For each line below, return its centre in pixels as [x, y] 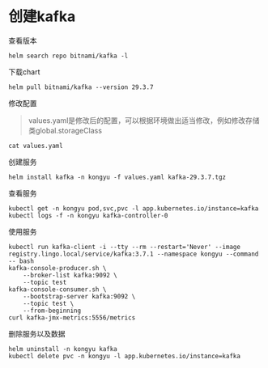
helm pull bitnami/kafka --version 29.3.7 [81, 87]
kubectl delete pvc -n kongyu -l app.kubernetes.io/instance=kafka [125, 356]
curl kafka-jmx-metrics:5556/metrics [72, 317]
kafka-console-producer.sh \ [57, 268]
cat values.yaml [36, 146]
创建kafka [42, 17]
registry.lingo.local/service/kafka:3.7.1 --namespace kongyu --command [134, 254]
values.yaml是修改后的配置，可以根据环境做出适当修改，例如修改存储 [144, 120]
